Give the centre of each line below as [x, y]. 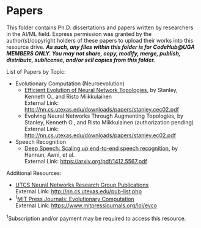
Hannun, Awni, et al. [49, 155]
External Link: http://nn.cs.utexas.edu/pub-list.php [79, 191]
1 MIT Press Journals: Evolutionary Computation [75, 198]
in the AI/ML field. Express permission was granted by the [79, 34]
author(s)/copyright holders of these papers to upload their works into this [100, 40]
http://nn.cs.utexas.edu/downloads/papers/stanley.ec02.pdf [100, 135]
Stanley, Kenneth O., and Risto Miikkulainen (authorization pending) [109, 122]
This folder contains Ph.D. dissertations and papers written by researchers [100, 27]
